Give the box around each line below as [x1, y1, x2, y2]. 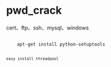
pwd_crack [6, 4, 62, 17]
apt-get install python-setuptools [17, 41, 106, 47]
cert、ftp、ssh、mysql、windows [6, 24, 90, 31]
